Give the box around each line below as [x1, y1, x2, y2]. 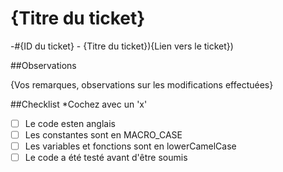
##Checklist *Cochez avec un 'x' [10, 98, 148, 110]
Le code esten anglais [24, 117, 116, 129]
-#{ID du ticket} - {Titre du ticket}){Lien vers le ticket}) [10, 40, 234, 52]
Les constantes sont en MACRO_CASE [24, 129, 183, 141]
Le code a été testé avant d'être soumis [24, 152, 188, 164]
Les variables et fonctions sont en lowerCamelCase [24, 140, 237, 152]
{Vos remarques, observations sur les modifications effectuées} [10, 78, 274, 91]
